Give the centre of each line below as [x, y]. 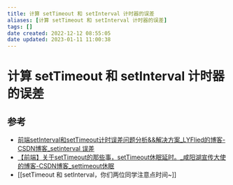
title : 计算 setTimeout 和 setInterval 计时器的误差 [81, 14]
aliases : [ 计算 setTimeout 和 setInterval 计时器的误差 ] [87, 20]
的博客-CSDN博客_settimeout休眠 [66, 166]
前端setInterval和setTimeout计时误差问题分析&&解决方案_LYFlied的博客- [121, 140]
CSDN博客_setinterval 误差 [56, 149]
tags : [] [20, 27]
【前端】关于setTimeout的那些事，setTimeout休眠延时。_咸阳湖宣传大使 [121, 157]
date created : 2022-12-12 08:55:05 [59, 33]
